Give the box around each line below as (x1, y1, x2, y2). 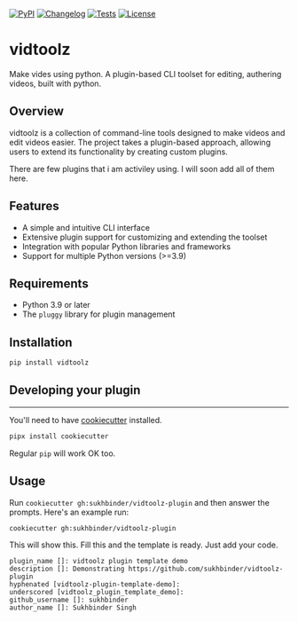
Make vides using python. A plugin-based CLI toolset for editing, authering (9, 68, 282, 79)
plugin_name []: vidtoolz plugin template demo (9, 557, 189, 566)
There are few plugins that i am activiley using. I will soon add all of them (9, 163, 275, 174)
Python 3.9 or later (21, 300, 90, 310)
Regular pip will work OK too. (9, 448, 116, 459)
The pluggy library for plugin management (21, 309, 176, 319)
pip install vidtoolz (9, 358, 90, 367)
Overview (9, 104, 65, 119)
